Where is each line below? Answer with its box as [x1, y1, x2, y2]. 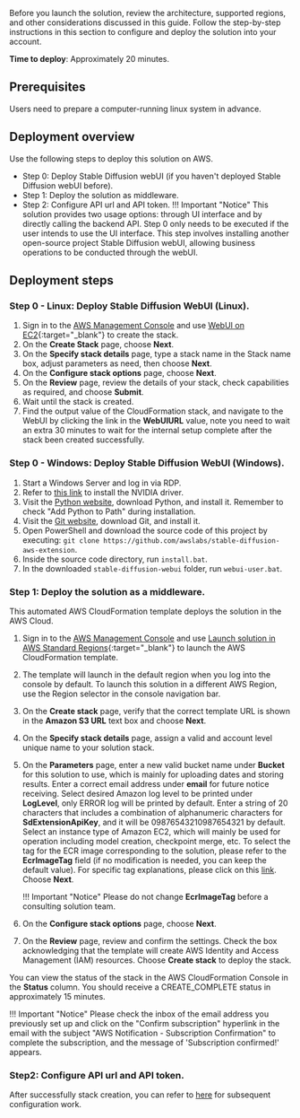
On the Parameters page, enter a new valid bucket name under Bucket [21, 759, 285, 770]
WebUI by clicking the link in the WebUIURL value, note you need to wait [21, 415, 291, 426]
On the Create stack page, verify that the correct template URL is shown [21, 705, 291, 716]
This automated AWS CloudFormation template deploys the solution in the [9, 606, 282, 616]
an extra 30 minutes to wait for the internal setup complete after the [21, 425, 273, 436]
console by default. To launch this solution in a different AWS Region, [21, 678, 278, 689]
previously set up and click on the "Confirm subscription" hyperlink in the [9, 1018, 280, 1028]
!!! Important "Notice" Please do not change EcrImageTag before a [21, 891, 269, 902]
